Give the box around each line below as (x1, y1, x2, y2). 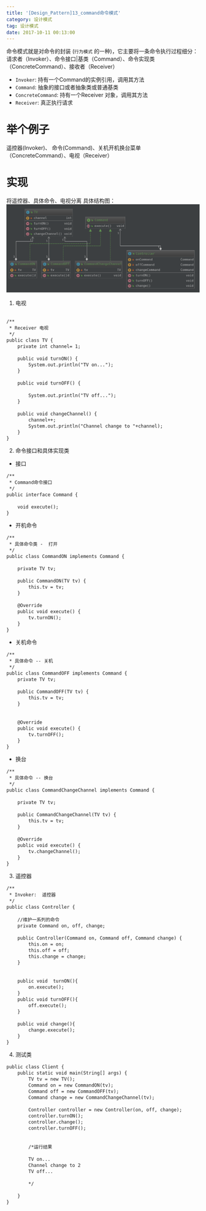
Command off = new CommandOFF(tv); (28, 1088, 120, 1094)
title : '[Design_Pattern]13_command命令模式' (6, 10, 121, 16)
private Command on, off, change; (17, 923, 105, 929)
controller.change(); (28, 1119, 84, 1125)
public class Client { (6, 1064, 64, 1070)
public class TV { (6, 337, 53, 343)
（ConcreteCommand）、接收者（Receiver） (6, 63, 118, 71)
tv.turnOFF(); (28, 732, 64, 738)
